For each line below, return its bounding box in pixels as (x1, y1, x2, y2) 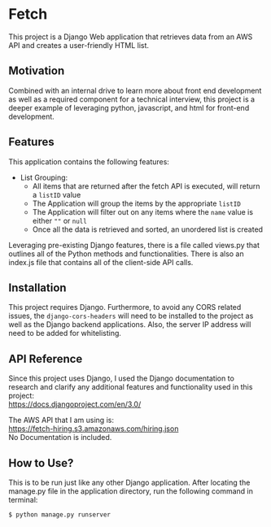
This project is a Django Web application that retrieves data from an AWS (8, 32, 253, 41)
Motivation (8, 64, 65, 78)
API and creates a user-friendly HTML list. (8, 40, 149, 50)
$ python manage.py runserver (8, 511, 111, 519)
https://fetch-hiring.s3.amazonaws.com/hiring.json (8, 424, 179, 433)
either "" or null (32, 216, 87, 225)
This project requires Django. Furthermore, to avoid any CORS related (8, 303, 242, 312)
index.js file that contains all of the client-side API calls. (8, 257, 194, 267)
